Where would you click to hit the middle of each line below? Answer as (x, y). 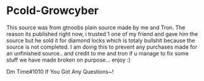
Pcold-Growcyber (53, 11)
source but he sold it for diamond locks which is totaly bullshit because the (101, 40)
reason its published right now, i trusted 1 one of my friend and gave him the (102, 33)
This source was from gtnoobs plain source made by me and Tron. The (96, 27)
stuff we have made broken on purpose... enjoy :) (68, 60)
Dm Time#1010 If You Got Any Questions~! (60, 71)
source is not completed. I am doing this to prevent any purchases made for (102, 47)
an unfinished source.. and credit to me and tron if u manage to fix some (97, 53)
